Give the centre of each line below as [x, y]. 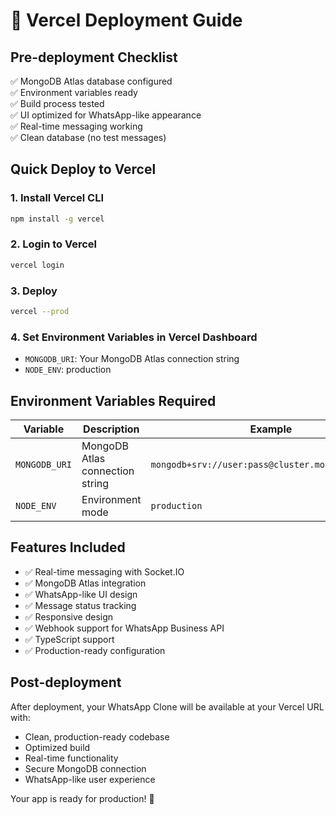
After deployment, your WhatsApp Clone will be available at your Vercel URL [167, 706]
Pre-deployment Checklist [94, 57]
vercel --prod [40, 312]
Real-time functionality [71, 758]
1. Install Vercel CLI [57, 198]
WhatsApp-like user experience [90, 779]
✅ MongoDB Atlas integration [85, 583]
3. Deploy [34, 291]
